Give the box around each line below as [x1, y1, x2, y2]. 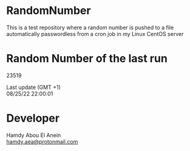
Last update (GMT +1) [6, 83, 61, 91]
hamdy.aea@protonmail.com [6, 138, 78, 145]
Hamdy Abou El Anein [6, 132, 61, 139]
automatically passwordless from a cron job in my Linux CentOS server [6, 30, 184, 37]
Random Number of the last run [6, 52, 168, 66]
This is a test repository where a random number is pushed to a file [6, 24, 174, 31]
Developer [6, 111, 59, 125]
